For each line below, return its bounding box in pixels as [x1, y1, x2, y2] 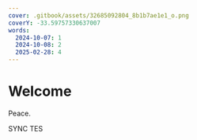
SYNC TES [8, 123, 44, 133]
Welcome [8, 82, 72, 100]
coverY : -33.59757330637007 [8, 19, 101, 27]
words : [8, 26, 30, 34]
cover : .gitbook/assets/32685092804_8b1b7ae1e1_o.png [8, 11, 190, 20]
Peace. [8, 108, 32, 118]
